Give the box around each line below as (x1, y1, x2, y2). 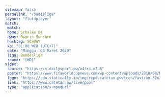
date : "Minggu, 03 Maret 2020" (7, 48, 71, 53)
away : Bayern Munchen (7, 35, 52, 40)
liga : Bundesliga (7, 52, 43, 58)
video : (5, 62, 19, 67)
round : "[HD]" (7, 57, 36, 62)
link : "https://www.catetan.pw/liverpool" (7, 80, 96, 85)
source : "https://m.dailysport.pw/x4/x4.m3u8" (7, 67, 105, 72)
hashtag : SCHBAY (7, 39, 41, 44)
